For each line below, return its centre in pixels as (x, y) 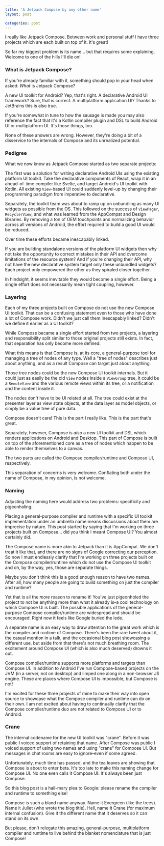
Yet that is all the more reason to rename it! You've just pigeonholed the (77, 597)
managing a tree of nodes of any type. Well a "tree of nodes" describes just (81, 358)
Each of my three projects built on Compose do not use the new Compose (80, 308)
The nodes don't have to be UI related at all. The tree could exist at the (76, 398)
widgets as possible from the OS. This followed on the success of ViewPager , (82, 209)
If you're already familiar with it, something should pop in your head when (79, 80)
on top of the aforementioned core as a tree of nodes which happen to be (79, 443)
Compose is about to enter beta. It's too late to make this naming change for (82, 768)
